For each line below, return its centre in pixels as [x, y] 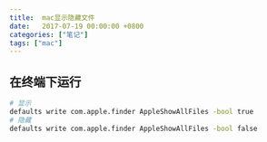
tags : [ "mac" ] [36, 43]
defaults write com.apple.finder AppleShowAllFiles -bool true [132, 111]
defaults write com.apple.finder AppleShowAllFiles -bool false [133, 128]
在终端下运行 [45, 82]
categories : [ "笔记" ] [49, 34]
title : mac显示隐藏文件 [52, 18]
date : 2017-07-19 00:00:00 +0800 [77, 26]
